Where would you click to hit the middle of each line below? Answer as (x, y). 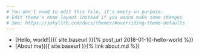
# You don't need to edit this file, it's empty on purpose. (85, 12)
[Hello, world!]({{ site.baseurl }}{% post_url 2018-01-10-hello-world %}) (104, 40)
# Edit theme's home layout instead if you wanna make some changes (94, 17)
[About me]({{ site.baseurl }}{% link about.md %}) (77, 46)
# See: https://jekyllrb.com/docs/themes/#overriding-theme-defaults (96, 23)
